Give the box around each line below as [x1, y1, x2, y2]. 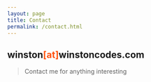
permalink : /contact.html [7, 23, 82, 30]
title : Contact [7, 17, 52, 24]
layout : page [7, 10, 45, 17]
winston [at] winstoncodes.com [7, 49, 145, 60]
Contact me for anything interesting [24, 67, 127, 76]
